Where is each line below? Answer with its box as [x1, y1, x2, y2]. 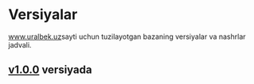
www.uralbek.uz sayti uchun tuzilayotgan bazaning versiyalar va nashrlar [8, 32, 246, 41]
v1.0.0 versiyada [8, 63, 92, 77]
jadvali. [8, 40, 32, 49]
